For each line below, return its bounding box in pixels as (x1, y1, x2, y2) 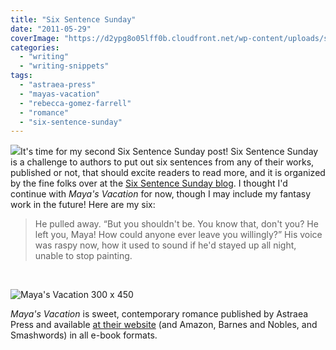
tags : (10, 71, 33, 81)
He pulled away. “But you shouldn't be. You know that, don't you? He (34, 218, 319, 230)
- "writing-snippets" (19, 61, 110, 71)
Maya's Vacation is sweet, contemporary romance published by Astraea (10, 308, 309, 320)
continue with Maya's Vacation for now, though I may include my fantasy (10, 188, 312, 200)
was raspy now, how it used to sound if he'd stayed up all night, (34, 239, 297, 251)
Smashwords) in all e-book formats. (10, 329, 158, 341)
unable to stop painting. (34, 250, 133, 262)
